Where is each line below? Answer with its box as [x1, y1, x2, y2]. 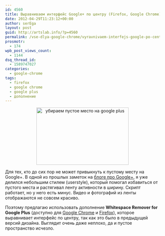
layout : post [5, 26, 32, 30]
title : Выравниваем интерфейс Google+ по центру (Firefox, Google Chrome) [5, 12, 162, 17]
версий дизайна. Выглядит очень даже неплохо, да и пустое [5, 220, 133, 226]
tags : [5, 76, 16, 80]
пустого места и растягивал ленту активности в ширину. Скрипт [5, 184, 141, 190]
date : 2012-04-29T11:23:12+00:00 [5, 16, 74, 21]
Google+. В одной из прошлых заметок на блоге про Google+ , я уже [5, 174, 148, 180]
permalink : [5, 35, 27, 40]
